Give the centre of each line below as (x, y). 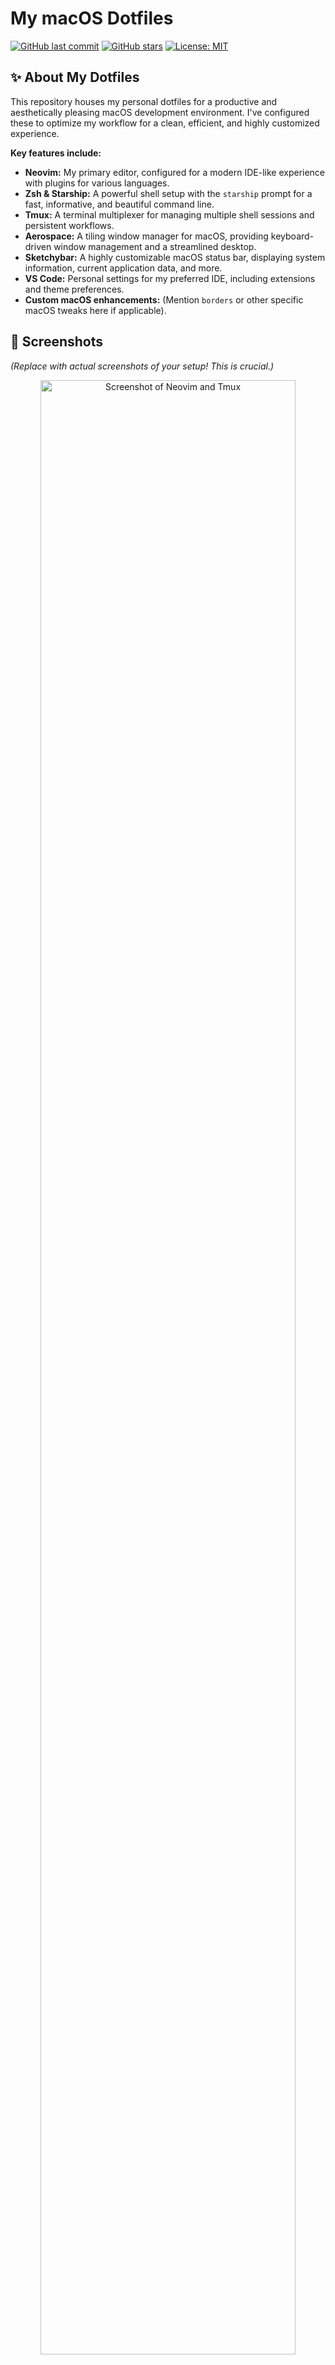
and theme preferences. (74, 289)
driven (38, 246)
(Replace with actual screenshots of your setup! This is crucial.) (142, 366)
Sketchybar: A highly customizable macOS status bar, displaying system (175, 257)
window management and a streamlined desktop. (155, 246)
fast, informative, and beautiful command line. (119, 204)
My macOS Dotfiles (92, 18)
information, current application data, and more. (123, 268)
